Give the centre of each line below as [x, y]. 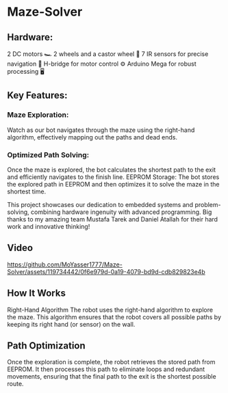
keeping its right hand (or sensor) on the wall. [71, 324]
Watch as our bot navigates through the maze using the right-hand [101, 130]
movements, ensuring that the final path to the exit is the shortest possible [112, 377]
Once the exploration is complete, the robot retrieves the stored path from [111, 362]
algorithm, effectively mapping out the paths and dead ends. [92, 137]
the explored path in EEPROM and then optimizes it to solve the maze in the [113, 184]
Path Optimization [46, 345]
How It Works [37, 294]
